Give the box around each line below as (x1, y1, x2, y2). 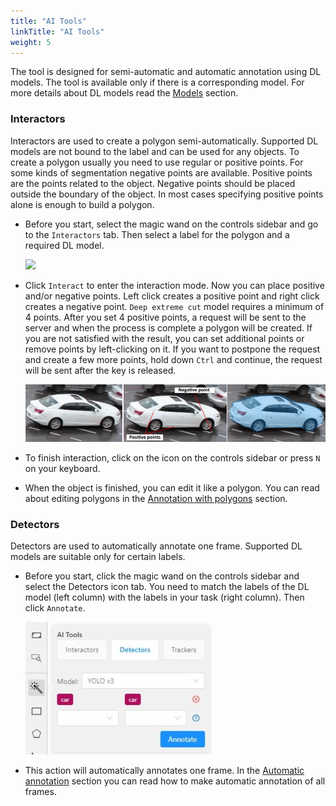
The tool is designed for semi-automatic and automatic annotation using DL (10, 66, 322, 78)
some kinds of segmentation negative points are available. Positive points (10, 166, 313, 179)
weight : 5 (10, 37, 52, 47)
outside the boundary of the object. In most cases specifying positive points (10, 188, 324, 200)
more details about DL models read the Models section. (10, 87, 239, 99)
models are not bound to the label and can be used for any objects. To (10, 145, 300, 157)
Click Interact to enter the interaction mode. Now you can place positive (24, 279, 325, 291)
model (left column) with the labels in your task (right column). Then (24, 591, 305, 604)
